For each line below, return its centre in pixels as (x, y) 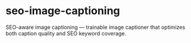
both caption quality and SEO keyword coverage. (66, 33)
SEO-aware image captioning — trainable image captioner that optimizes (95, 27)
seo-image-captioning (63, 11)
